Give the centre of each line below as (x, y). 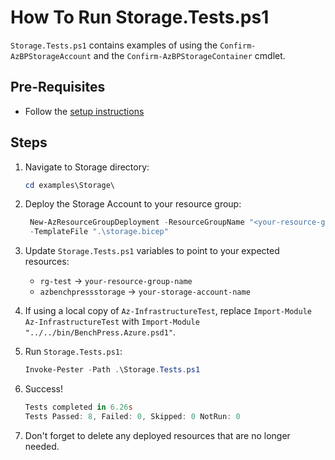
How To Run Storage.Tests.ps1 (140, 17)
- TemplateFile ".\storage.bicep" (99, 232)
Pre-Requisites (58, 87)
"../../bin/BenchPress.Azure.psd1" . (100, 332)
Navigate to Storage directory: (87, 167)
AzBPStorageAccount (51, 56)
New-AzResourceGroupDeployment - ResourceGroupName (137, 222)
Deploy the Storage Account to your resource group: (133, 204)
